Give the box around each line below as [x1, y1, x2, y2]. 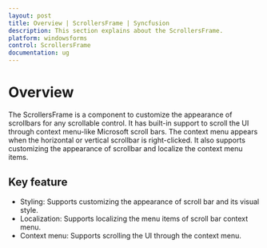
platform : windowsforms [8, 34, 88, 42]
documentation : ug [8, 49, 70, 57]
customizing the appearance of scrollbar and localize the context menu [8, 143, 243, 153]
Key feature [8, 175, 68, 189]
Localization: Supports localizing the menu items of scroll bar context [19, 214, 249, 223]
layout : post [8, 11, 52, 20]
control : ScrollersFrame [8, 42, 91, 50]
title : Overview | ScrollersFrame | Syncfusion [8, 19, 170, 27]
